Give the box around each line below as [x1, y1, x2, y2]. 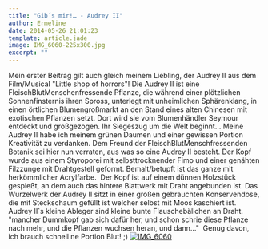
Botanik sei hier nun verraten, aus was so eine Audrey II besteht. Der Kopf [8, 147, 252, 156]
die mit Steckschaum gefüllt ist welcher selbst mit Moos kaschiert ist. [8, 198, 237, 207]
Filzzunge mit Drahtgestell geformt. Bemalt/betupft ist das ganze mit [8, 164, 234, 173]
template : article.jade [8, 34, 88, 42]
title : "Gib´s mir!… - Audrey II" [8, 11, 124, 20]
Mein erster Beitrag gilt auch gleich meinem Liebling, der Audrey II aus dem [8, 71, 257, 80]
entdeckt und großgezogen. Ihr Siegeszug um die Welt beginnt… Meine [8, 121, 244, 131]
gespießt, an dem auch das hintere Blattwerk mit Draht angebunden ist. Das [8, 181, 258, 190]
